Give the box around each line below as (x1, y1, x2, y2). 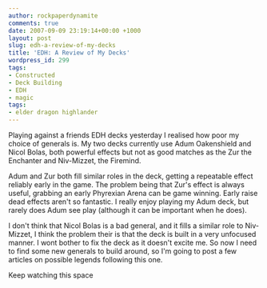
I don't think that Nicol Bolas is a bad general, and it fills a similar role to (8, 221, 244, 230)
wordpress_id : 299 (8, 57, 70, 65)
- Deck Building (8, 78, 62, 86)
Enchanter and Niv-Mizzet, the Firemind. (8, 156, 141, 165)
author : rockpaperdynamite (8, 11, 98, 20)
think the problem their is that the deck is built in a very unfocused (38, 230, 257, 238)
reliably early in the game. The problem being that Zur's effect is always (8, 180, 245, 189)
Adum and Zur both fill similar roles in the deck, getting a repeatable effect (8, 171, 253, 181)
